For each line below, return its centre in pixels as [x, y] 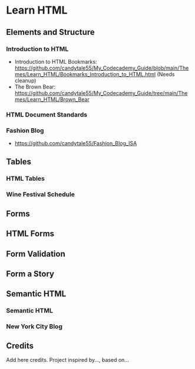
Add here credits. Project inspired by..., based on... [68, 360]
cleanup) [25, 80]
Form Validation [36, 254]
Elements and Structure [51, 32]
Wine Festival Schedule [41, 194]
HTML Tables [26, 179]
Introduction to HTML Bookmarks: [56, 61]
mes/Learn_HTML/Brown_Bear [52, 99]
